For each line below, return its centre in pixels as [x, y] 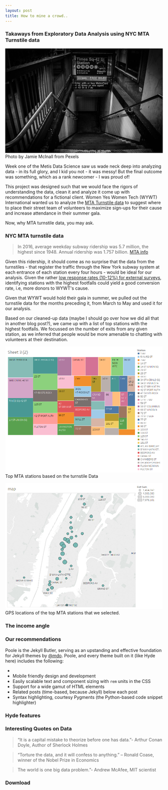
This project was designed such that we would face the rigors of [71, 186]
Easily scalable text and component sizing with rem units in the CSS [81, 681]
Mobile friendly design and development [54, 676]
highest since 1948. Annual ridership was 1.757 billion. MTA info [83, 252]
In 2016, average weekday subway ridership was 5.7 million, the [83, 246]
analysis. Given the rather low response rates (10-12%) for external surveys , [83, 277]
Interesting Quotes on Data [38, 729]
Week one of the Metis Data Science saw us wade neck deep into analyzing [83, 166]
